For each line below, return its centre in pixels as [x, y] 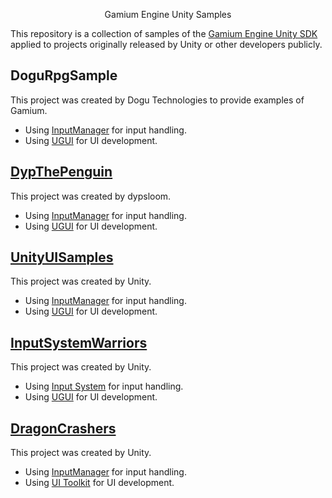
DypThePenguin [61, 172]
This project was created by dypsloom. [91, 196]
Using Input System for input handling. [104, 386]
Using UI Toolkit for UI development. [99, 483]
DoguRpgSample [64, 75]
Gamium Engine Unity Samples [168, 14]
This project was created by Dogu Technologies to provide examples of [157, 100]
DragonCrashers [63, 428]
